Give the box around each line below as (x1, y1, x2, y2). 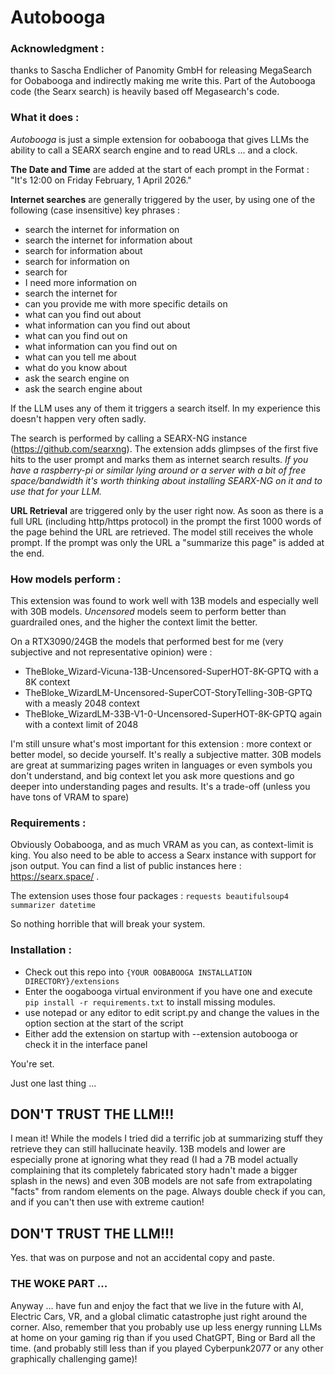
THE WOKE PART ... (10, 1277, 108, 1291)
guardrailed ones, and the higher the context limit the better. (10, 616, 258, 628)
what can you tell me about (24, 351, 137, 363)
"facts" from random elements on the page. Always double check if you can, (10, 1186, 326, 1198)
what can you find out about (24, 308, 142, 320)
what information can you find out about (24, 319, 191, 331)
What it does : (10, 111, 80, 125)
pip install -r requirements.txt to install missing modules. (24, 996, 276, 1008)
